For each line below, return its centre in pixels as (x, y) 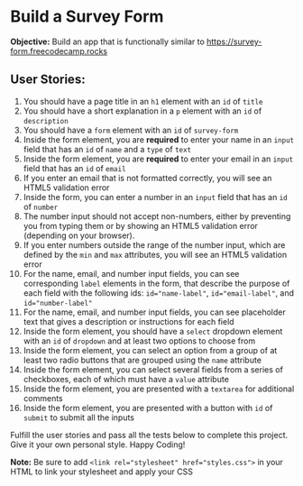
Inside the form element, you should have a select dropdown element (153, 331)
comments (43, 398)
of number (41, 206)
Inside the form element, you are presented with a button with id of (148, 408)
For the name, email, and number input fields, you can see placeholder (155, 312)
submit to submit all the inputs (78, 417)
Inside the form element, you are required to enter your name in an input (159, 139)
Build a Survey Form (87, 17)
